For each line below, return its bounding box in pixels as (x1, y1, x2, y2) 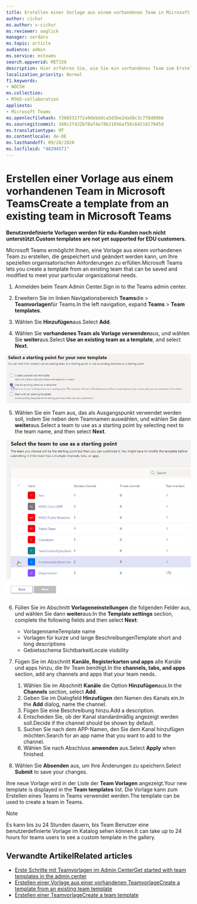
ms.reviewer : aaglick (6, 28, 59, 34)
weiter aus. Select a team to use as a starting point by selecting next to (14, 422, 184, 429)
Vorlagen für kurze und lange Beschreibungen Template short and (23, 634, 182, 641)
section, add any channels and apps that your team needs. (14, 671, 157, 678)
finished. (23, 750, 45, 758)
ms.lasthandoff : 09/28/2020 (6, 140, 75, 146)
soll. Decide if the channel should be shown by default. (23, 719, 155, 726)
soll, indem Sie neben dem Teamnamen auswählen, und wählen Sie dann (14, 415, 191, 423)
